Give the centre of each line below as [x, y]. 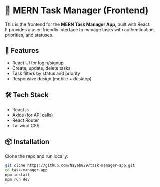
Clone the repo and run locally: [37, 156]
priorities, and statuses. [29, 35]
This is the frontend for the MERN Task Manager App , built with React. [78, 24]
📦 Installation [27, 142]
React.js [21, 109]
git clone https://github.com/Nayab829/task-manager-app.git [70, 166]
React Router [26, 120]
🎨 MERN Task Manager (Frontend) [77, 10]
